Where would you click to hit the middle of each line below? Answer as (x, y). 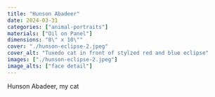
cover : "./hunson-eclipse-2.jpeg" (58, 46)
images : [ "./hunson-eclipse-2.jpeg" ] (63, 60)
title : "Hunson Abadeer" (44, 14)
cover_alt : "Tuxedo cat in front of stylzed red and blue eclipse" (108, 53)
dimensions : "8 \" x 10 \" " (45, 40)
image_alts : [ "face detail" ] (50, 66)
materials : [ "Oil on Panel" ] (50, 33)
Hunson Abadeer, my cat (43, 86)
